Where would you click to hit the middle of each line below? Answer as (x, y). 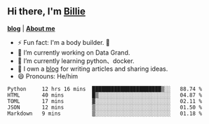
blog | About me (31, 28)
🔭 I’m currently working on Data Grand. (74, 53)
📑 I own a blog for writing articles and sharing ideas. (93, 69)
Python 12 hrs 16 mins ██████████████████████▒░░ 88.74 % (104, 89)
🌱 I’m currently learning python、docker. (76, 61)
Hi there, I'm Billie (46, 12)
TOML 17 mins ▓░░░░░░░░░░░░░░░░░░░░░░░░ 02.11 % (104, 101)
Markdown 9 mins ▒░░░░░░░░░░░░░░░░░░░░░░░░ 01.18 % (104, 113)
